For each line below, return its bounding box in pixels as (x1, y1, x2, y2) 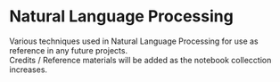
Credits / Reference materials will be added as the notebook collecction (9, 54, 272, 65)
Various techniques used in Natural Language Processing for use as (9, 36, 259, 46)
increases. (9, 64, 47, 75)
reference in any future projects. (9, 45, 128, 55)
